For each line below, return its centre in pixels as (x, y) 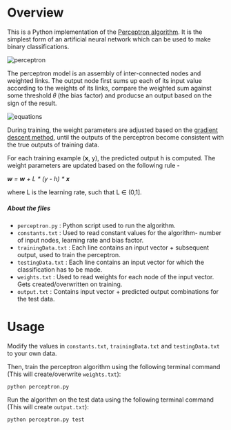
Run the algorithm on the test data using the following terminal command (110, 400)
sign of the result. (32, 103)
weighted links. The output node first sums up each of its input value (104, 80)
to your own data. (32, 353)
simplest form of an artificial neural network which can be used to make (109, 39)
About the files (29, 208)
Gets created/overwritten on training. (70, 284)
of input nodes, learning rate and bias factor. (80, 240)
